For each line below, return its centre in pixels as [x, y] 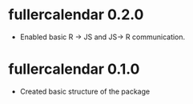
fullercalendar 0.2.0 [76, 15]
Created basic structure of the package [85, 91]
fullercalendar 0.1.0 [74, 69]
